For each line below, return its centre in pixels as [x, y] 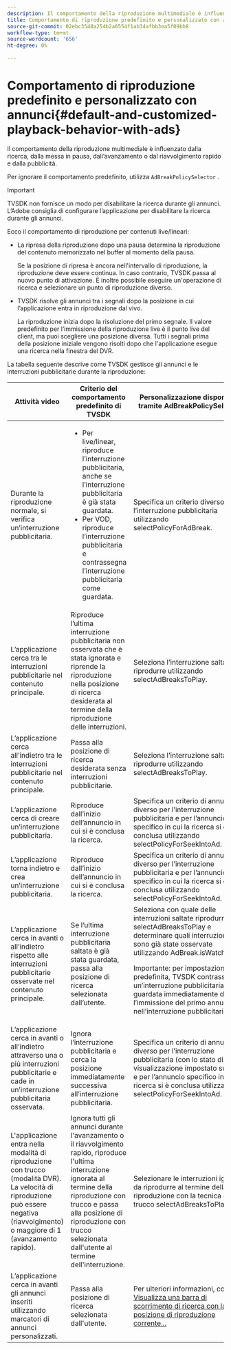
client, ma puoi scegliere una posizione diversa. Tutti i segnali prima [113, 336]
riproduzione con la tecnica [177, 1196]
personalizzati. [34, 1336]
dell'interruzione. [98, 1265]
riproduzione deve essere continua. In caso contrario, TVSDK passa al [117, 272]
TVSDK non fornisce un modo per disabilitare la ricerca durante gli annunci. [114, 203]
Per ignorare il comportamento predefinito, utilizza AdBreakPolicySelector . [113, 177]
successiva [89, 1085]
